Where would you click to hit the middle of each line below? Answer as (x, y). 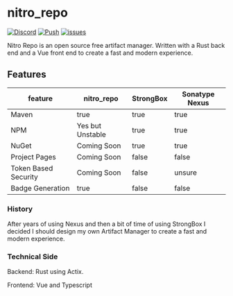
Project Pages (34, 157)
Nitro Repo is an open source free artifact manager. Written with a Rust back (116, 45)
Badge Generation (40, 188)
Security (24, 177)
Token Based (32, 168)
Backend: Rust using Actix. (45, 272)
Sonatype (198, 94)
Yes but (89, 125)
